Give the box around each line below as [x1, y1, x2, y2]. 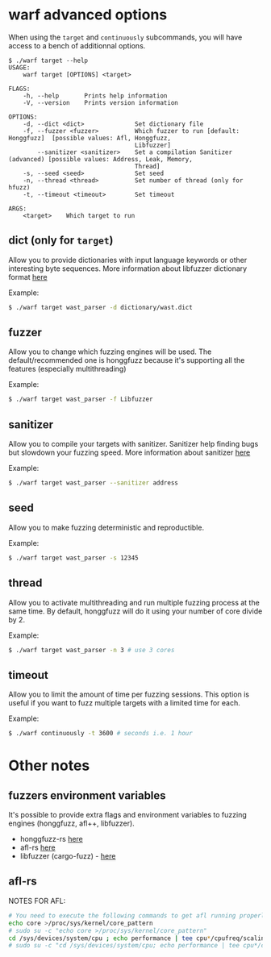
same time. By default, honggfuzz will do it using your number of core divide [8, 606, 263, 616]
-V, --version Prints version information [23, 98, 179, 106]
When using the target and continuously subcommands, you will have [8, 32, 243, 42]
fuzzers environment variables [8, 788, 167, 802]
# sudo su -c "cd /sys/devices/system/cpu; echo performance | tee [8, 942, 240, 950]
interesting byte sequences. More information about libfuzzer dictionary [8, 264, 248, 273]
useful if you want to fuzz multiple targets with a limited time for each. [8, 698, 240, 708]
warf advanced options [8, 6, 168, 24]
